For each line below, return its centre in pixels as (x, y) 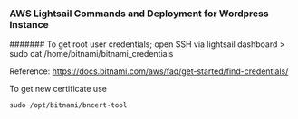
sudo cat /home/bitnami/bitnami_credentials (91, 54)
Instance (29, 24)
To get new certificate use (58, 89)
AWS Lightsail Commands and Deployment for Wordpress (139, 14)
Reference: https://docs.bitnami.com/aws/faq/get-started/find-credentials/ (149, 71)
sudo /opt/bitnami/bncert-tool (68, 105)
